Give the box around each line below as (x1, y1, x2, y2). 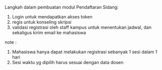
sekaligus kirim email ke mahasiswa (12, 30, 87, 35)
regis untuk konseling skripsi (12, 19, 71, 25)
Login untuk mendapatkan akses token (12, 14, 93, 19)
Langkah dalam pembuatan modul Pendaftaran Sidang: (5, 4, 119, 10)
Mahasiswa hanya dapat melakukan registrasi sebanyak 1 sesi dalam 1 (12, 49, 157, 55)
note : (5, 39, 17, 45)
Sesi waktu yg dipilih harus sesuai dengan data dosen (12, 60, 124, 65)
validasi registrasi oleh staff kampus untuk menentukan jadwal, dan (12, 24, 152, 30)
